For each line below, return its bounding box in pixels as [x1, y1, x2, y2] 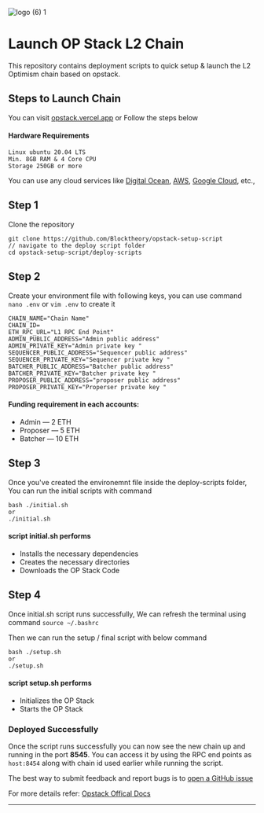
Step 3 [8, 457, 41, 470]
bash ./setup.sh [8, 648, 61, 656]
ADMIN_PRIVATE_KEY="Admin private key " [8, 342, 143, 350]
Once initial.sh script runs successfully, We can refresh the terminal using [8, 609, 247, 619]
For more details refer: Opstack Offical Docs [8, 789, 151, 798]
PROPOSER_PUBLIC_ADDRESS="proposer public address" [8, 376, 181, 384]
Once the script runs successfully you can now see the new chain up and [8, 741, 246, 751]
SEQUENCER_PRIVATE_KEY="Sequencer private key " [8, 355, 170, 363]
